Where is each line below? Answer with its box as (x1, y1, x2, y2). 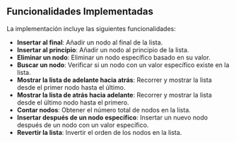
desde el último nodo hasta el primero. (16, 98, 129, 107)
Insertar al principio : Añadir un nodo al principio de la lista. (16, 45, 189, 54)
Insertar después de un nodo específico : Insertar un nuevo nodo (16, 113, 208, 122)
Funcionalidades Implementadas (6, 6, 153, 18)
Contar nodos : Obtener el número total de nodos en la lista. (16, 105, 191, 114)
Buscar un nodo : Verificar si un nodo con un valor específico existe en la (16, 60, 230, 69)
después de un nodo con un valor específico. (16, 120, 149, 129)
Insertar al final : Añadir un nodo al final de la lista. (16, 38, 163, 47)
